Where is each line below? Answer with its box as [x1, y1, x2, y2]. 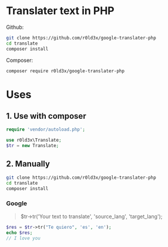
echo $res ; [6, 229, 33, 236]
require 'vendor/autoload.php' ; [6, 126, 85, 133]
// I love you [6, 235, 41, 241]
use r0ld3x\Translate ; [6, 137, 62, 143]
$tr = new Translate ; [6, 143, 59, 149]
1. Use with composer [6, 111, 86, 121]
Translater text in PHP [6, 4, 115, 18]
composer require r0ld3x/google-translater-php [6, 68, 125, 74]
